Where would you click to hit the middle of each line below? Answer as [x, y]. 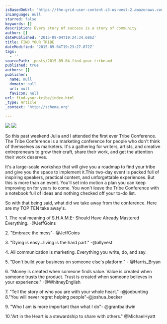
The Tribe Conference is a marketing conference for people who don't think [83, 141]
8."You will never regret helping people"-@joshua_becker [64, 297]
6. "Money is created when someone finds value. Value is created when [79, 271]
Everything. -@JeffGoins [31, 223]
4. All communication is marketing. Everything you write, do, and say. [76, 252]
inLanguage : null [23, 14]
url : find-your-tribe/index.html [40, 98]
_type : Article [21, 103]
